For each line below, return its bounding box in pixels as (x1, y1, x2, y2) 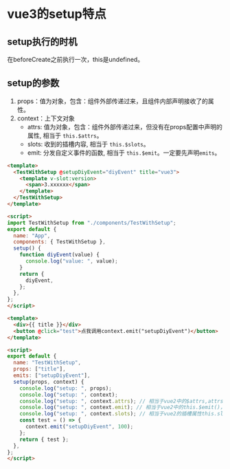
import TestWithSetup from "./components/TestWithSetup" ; (7, 219, 176, 226)
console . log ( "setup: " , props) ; (19, 384, 112, 392)
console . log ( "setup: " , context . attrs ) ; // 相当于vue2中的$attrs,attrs (19, 397, 224, 404)
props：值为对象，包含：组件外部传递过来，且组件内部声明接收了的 (16, 97, 208, 105)
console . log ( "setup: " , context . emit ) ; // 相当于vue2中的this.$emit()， (19, 404, 226, 411)
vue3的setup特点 (7, 6, 106, 22)
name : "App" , (13, 232, 51, 239)
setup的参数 (7, 77, 60, 89)
